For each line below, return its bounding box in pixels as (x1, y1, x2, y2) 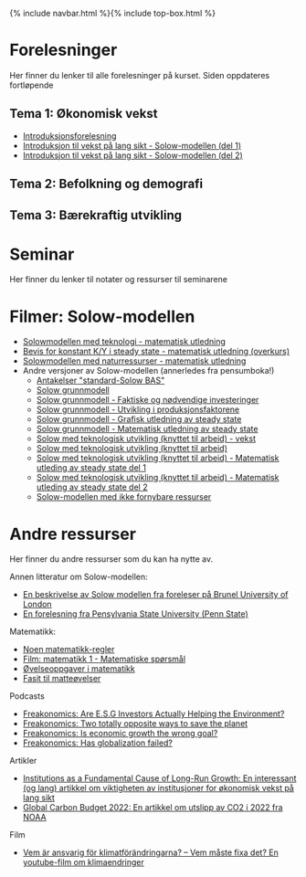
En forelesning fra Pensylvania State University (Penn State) (22, 608, 248, 619)
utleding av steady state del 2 (36, 481, 148, 492)
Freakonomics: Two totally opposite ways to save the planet (22, 718, 248, 729)
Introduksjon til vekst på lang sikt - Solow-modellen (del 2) (22, 150, 244, 161)
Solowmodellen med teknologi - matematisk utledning (22, 336, 227, 347)
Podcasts (9, 691, 46, 702)
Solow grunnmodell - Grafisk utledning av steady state (36, 414, 242, 425)
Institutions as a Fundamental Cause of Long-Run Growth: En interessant (22, 773, 297, 784)
